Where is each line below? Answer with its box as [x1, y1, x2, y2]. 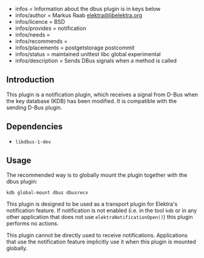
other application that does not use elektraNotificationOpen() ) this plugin [6, 213, 193, 221]
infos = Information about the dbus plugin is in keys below [15, 5, 161, 12]
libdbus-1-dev [15, 138, 51, 145]
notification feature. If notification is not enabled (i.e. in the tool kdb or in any [6, 207, 197, 214]
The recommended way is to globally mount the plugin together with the [6, 171, 188, 179]
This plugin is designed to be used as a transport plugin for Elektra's [6, 201, 178, 208]
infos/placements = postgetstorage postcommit [15, 44, 135, 51]
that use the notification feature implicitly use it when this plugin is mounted [6, 238, 196, 246]
